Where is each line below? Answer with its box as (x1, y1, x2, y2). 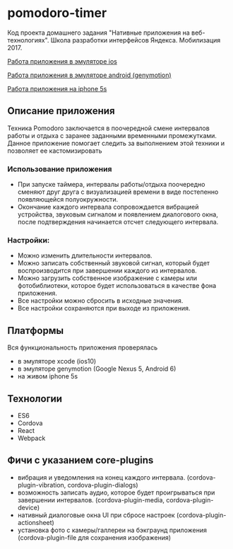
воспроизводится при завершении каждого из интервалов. (17, 267, 198, 275)
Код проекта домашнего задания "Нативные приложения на (7, 28, 191, 37)
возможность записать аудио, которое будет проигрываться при (17, 488, 215, 497)
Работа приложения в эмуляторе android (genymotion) (7, 71, 172, 79)
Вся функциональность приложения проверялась (7, 343, 157, 352)
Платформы (7, 324, 64, 337)
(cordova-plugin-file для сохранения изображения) (17, 533, 172, 542)
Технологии (7, 393, 62, 405)
